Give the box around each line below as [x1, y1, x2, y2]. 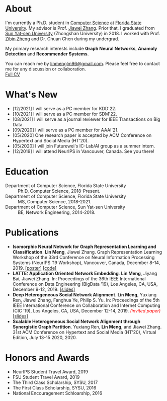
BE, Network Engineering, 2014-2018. [18, 209, 96, 215]
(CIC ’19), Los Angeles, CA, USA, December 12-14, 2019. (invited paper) [12, 307, 161, 313]
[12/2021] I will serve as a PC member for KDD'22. [12, 105, 117, 111]
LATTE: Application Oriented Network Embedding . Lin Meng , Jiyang [12, 270, 157, 276]
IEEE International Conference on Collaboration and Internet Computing [12, 302, 161, 308]
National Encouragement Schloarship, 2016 [12, 390, 103, 396]
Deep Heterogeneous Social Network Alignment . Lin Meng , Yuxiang [12, 291, 157, 297]
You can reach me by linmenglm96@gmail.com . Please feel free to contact [5, 60, 160, 66]
